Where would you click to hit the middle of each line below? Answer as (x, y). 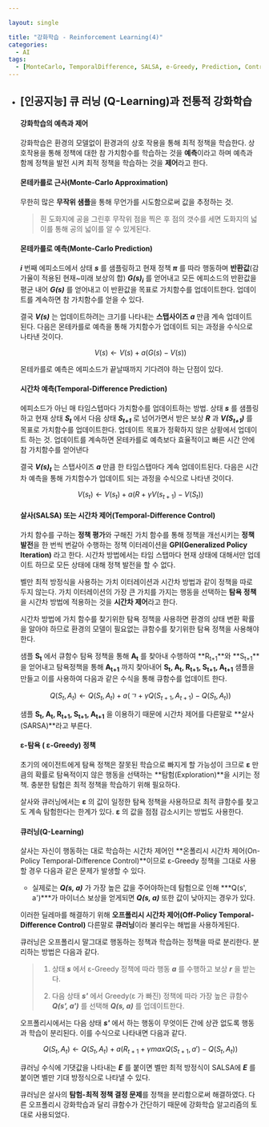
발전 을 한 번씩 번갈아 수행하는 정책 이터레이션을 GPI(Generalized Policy (134, 545)
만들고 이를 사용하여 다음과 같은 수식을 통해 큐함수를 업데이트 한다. (123, 678)
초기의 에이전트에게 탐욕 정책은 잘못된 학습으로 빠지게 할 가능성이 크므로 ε (135, 764)
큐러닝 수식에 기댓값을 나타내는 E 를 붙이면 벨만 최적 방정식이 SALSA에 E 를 (138, 1067)
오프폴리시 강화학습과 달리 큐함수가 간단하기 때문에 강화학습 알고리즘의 (139, 1104)
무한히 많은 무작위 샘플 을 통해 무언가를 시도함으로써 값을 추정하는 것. (126, 202)
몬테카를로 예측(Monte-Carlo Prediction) (86, 248)
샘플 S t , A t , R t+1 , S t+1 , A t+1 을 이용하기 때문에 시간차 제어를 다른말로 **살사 (137, 715)
